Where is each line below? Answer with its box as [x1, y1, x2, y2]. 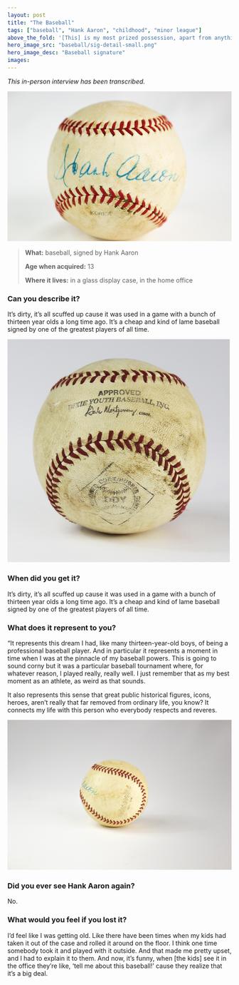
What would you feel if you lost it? [7, 915, 127, 925]
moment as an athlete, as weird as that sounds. [7, 676, 146, 685]
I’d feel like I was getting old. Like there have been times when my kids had [7, 931, 226, 939]
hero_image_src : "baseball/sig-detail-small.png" [7, 41, 158, 49]
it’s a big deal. [7, 969, 48, 977]
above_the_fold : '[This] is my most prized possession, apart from [7, 34, 212, 41]
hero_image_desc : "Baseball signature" [7, 49, 126, 56]
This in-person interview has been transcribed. [7, 77, 146, 86]
